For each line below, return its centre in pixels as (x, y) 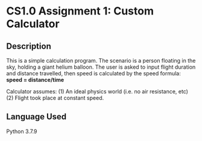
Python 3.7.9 (22, 131)
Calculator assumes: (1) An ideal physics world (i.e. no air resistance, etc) (97, 91)
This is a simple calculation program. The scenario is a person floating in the (101, 61)
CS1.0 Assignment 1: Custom (80, 11)
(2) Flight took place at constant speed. (55, 98)
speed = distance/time (35, 80)
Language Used (36, 117)
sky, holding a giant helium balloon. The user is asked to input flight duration (101, 67)
